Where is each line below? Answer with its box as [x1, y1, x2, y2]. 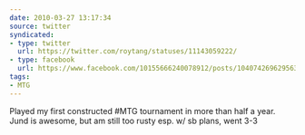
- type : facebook [9, 55, 75, 64]
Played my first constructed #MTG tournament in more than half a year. [9, 105, 276, 116]
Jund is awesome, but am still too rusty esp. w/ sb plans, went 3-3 [9, 115, 259, 126]
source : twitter [9, 22, 71, 31]
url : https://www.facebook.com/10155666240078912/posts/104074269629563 [17, 64, 299, 73]
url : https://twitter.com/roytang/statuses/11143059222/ [17, 47, 238, 56]
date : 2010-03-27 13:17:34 [9, 13, 112, 23]
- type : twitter [9, 38, 71, 48]
